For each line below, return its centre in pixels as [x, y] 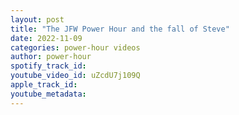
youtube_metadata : [48, 94]
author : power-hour [51, 57]
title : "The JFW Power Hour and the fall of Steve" [120, 29]
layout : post [37, 19]
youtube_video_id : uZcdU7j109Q [75, 76]
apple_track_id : [44, 85]
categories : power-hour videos [75, 47]
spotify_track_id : [48, 66]
